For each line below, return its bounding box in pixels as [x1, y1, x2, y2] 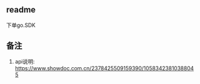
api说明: [14, 58, 35, 65]
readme [6, 5, 36, 15]
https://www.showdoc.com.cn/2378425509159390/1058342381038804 [14, 64, 194, 71]
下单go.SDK [6, 21, 36, 29]
